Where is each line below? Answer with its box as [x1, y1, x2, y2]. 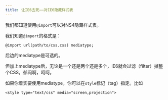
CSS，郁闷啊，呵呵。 [9, 69, 55, 75]
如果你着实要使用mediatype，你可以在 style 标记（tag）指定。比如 [5, 80, 143, 86]
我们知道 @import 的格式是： [5, 32, 62, 38]
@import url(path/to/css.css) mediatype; [5, 42, 94, 48]
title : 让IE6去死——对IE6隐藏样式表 [5, 7, 73, 13]
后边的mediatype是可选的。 [5, 52, 63, 58]
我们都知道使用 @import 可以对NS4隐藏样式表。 [5, 22, 101, 28]
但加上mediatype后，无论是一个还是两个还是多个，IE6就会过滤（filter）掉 [5, 63, 159, 69]
